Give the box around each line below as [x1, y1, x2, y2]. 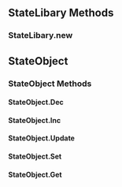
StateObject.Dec [8, 98, 65, 107]
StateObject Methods [8, 78, 92, 89]
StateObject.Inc [8, 115, 61, 125]
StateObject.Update [8, 133, 75, 143]
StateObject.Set [8, 151, 62, 161]
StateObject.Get [8, 170, 62, 179]
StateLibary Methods [8, 6, 114, 20]
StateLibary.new [8, 30, 73, 41]
